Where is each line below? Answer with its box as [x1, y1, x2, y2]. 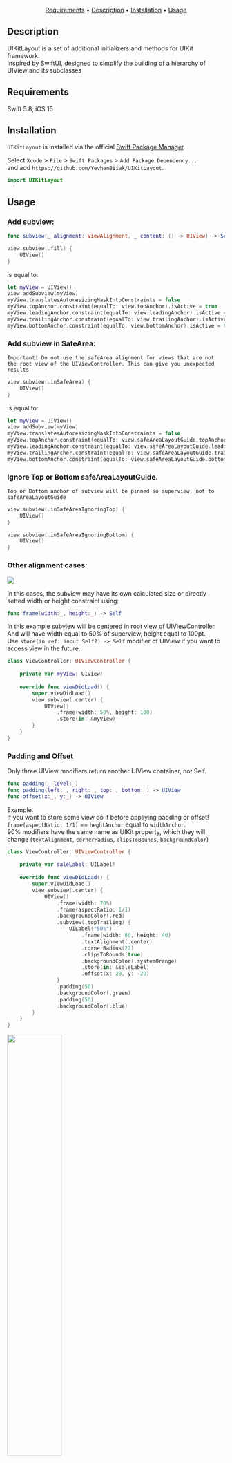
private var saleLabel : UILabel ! [19, 861, 116, 868]
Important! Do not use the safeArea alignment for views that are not [7, 354, 215, 361]
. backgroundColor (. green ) [56, 990, 131, 997]
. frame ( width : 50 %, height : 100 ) [56, 709, 153, 716]
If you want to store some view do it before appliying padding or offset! [7, 813, 209, 821]
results [7, 366, 30, 373]
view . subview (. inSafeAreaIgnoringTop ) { [7, 506, 126, 513]
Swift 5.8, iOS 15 [7, 104, 54, 113]
